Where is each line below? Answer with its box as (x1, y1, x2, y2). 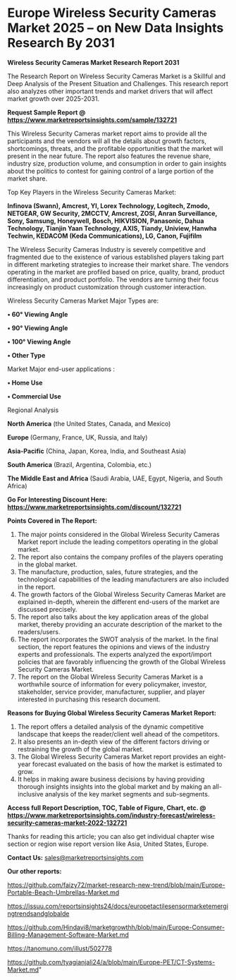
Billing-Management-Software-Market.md (7, 930, 129, 939)
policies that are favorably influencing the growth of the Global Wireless (17, 658, 226, 666)
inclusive (17, 790, 44, 798)
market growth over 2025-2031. (7, 94, 100, 103)
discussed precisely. (17, 605, 77, 613)
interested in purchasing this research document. (17, 695, 161, 703)
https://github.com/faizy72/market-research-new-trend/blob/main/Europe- (7, 881, 225, 889)
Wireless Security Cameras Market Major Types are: (7, 296, 159, 305)
